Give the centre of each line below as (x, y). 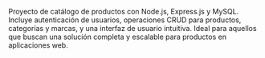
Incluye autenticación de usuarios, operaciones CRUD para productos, (125, 20)
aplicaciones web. (38, 45)
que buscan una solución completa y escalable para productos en (118, 37)
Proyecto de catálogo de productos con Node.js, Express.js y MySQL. (124, 12)
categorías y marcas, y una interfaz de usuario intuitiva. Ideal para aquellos (132, 28)
